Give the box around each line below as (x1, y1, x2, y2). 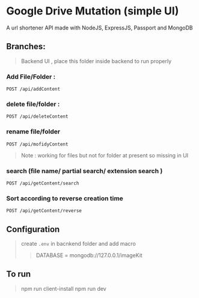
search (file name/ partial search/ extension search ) (6, 166, 163, 175)
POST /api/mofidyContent (6, 141, 69, 147)
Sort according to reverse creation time (6, 194, 123, 202)
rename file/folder (6, 127, 61, 136)
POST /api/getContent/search (6, 180, 79, 186)
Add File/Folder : (6, 72, 56, 81)
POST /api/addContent (6, 86, 61, 93)
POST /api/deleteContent (6, 114, 69, 120)
